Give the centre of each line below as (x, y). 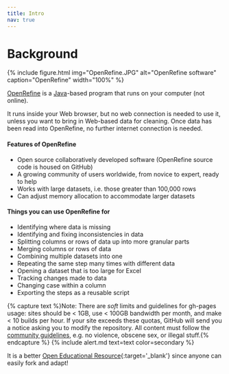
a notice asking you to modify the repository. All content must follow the (109, 327)
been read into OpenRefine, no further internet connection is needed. (105, 128)
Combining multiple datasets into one (70, 256)
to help (27, 181)
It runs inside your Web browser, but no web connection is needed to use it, (114, 114)
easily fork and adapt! (38, 363)
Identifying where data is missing (64, 226)
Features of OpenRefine (42, 144)
